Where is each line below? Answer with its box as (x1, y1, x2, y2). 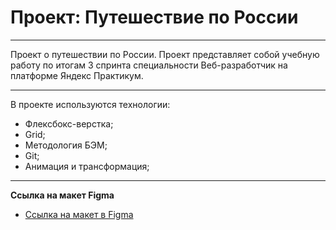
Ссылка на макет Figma (10, 189, 115, 201)
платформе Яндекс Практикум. (10, 69, 144, 81)
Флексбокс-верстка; (24, 117, 114, 130)
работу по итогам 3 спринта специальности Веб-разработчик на (10, 59, 288, 71)
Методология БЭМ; (24, 139, 108, 151)
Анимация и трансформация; (24, 160, 150, 172)
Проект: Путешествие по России (10, 6, 299, 29)
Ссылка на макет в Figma (24, 208, 134, 220)
